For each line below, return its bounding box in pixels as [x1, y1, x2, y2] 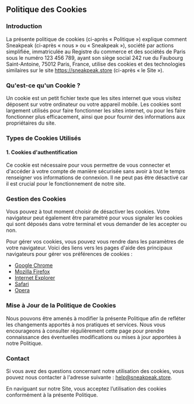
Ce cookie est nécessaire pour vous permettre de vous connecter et [6, 162, 171, 169]
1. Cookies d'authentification [6, 149, 78, 156]
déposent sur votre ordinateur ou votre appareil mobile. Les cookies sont [6, 101, 182, 108]
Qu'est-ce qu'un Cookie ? [6, 81, 81, 90]
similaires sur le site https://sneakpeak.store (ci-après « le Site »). [6, 67, 164, 74]
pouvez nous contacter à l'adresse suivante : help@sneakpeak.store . [6, 374, 172, 381]
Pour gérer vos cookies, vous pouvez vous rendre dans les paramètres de [6, 238, 184, 245]
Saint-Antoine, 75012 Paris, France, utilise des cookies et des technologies [6, 60, 186, 67]
